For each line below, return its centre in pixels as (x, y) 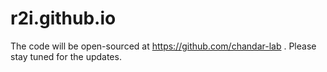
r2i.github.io (63, 18)
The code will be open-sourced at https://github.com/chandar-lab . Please (163, 46)
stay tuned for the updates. (66, 56)
